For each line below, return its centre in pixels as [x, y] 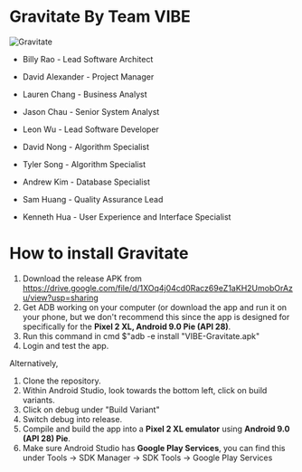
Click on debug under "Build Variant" [91, 410]
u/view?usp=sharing [61, 297]
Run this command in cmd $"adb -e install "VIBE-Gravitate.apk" [141, 335]
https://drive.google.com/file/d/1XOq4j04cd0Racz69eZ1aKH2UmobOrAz [158, 288]
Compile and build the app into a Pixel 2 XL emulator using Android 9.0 [156, 429]
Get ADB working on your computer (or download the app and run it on [155, 307]
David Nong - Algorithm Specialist [86, 146]
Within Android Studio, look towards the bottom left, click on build [145, 390]
